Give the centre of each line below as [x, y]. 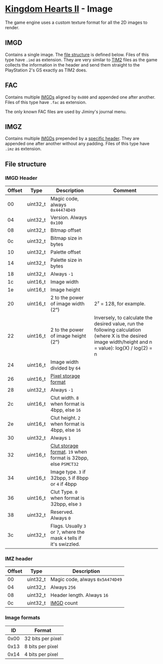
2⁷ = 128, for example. [120, 304]
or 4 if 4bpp [64, 484]
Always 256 [63, 587]
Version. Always [69, 218]
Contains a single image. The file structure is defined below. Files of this [77, 54]
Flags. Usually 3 [68, 526]
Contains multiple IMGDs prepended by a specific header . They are [72, 138]
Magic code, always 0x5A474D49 [86, 579]
